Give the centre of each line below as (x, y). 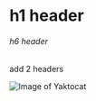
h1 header (47, 16)
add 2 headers (37, 69)
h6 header (29, 41)
